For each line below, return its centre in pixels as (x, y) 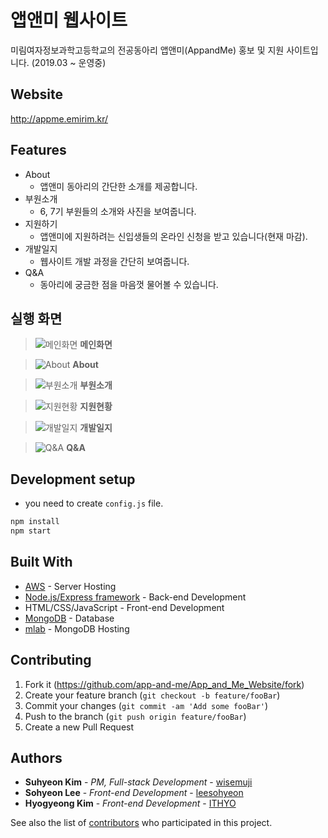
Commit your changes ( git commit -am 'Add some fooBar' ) (146, 705)
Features (38, 150)
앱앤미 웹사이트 (69, 20)
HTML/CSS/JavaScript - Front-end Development (124, 607)
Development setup (73, 479)
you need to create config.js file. (94, 503)
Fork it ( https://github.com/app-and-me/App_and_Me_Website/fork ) (164, 684)
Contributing (51, 660)
